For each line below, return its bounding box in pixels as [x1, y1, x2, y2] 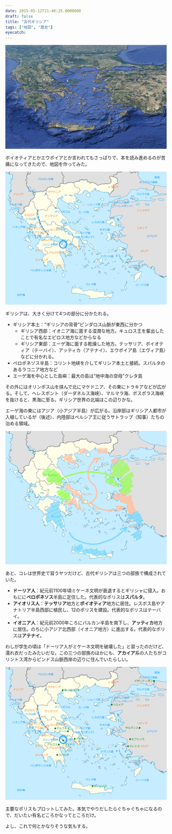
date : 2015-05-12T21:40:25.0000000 [5, 8, 81, 13]
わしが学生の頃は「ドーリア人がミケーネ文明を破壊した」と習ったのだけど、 [5, 643, 167, 649]
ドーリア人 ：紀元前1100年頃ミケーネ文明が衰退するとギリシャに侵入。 [12, 587, 161, 593]
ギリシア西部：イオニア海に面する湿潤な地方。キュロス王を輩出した [20, 328, 164, 334]
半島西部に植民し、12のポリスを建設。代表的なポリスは [30, 607, 148, 613]
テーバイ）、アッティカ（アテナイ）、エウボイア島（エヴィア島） [34, 347, 166, 353]
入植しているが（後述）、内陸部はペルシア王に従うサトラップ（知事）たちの [5, 414, 165, 420]
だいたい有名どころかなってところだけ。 [14, 812, 99, 819]
